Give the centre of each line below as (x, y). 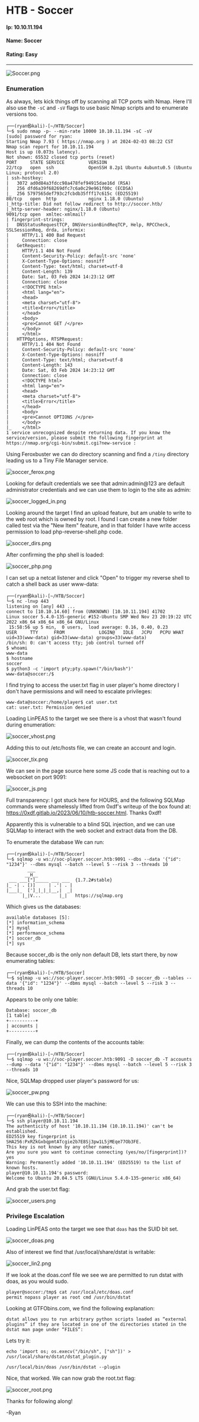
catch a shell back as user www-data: (52, 584)
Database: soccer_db (32, 1010)
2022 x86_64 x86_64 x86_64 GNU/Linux (53, 622)
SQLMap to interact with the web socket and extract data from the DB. (92, 830)
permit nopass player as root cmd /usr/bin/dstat (69, 1298)
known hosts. (22, 1168)
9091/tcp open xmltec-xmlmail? (46, 214)
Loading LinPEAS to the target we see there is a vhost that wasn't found (94, 718)
